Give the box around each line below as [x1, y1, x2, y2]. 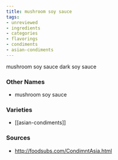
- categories [6, 31, 38, 36]
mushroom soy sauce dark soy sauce [6, 63, 97, 70]
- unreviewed [6, 19, 38, 25]
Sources [6, 134, 31, 142]
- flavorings [6, 36, 38, 42]
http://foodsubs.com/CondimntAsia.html [14, 147, 113, 154]
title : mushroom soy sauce [6, 8, 72, 15]
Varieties [6, 105, 32, 114]
